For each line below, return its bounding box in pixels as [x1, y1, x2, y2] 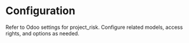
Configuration [5, 4, 76, 18]
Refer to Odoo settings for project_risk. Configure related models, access [5, 24, 183, 31]
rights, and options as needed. [5, 29, 80, 37]
